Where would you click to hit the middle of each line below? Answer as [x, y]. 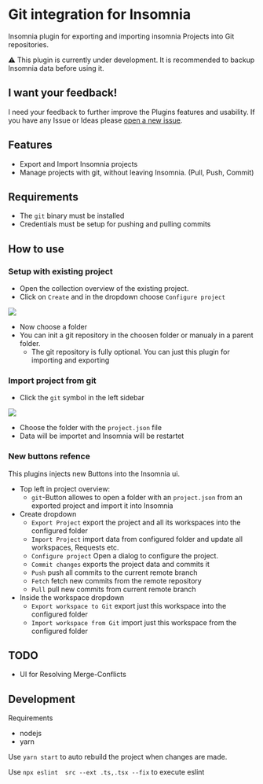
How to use [36, 249]
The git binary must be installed [72, 216]
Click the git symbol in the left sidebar [82, 398]
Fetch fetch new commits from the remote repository [116, 580]
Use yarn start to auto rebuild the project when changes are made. [118, 757]
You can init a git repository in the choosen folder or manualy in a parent [136, 335]
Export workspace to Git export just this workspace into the [129, 605]
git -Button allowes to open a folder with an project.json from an [137, 497]
